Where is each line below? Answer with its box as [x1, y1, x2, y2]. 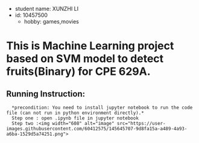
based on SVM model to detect [6, 52, 164, 66]
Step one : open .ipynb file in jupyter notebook [11, 115, 139, 121]
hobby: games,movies [24, 18, 80, 25]
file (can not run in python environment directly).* [6, 110, 145, 116]
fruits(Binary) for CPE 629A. [6, 65, 151, 78]
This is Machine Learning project [6, 39, 174, 53]
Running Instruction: [6, 89, 86, 99]
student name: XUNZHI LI [14, 5, 79, 12]
